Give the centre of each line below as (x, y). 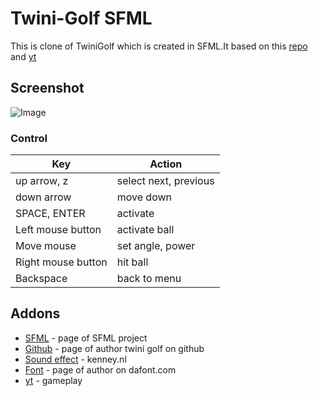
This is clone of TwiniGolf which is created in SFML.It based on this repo (159, 46)
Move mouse (46, 246)
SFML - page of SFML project (86, 338)
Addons (35, 313)
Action (166, 164)
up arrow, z (42, 181)
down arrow (43, 197)
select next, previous (165, 181)
